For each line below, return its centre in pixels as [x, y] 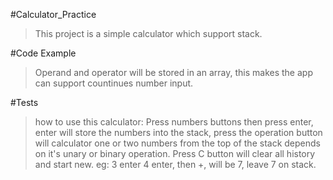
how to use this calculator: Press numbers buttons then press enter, [174, 122]
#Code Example [43, 53]
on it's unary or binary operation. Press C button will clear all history [175, 153]
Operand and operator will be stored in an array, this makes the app [173, 72]
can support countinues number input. [114, 83]
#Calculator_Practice [53, 14]
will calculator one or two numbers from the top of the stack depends [177, 143]
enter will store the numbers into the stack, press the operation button [178, 132]
